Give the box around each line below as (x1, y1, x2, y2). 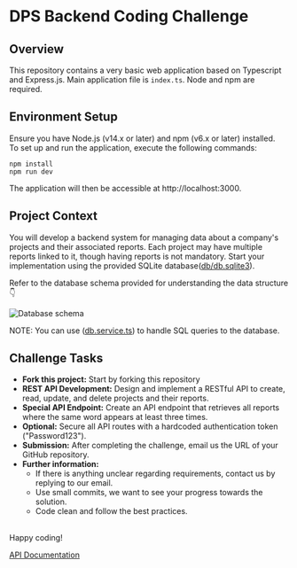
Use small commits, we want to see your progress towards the (35, 487, 263, 498)
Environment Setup (9, 109, 118, 125)
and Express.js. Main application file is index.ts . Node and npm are (9, 74, 255, 85)
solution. (35, 496, 67, 507)
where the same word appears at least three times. (21, 412, 208, 423)
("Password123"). (21, 431, 87, 441)
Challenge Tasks (9, 351, 104, 366)
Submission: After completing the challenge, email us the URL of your (21, 440, 279, 451)
